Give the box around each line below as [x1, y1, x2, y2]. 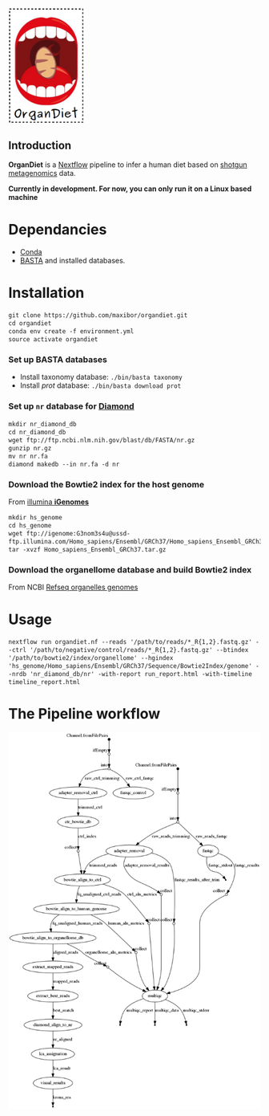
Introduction [8, 138, 72, 152]
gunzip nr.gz [8, 444, 52, 452]
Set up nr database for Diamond [8, 401, 134, 412]
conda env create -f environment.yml [8, 328, 134, 336]
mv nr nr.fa [8, 452, 48, 460]
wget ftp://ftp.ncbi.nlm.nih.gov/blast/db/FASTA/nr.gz [8, 436, 195, 444]
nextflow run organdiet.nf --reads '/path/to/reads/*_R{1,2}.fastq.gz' [8, 638, 252, 646]
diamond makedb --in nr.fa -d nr [8, 460, 120, 468]
